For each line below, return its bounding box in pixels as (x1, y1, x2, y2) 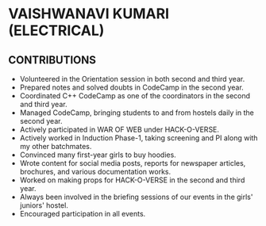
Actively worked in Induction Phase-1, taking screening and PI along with (19, 133, 258, 143)
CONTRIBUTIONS (8, 53, 97, 67)
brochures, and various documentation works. (19, 167, 172, 176)
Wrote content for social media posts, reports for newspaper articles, (19, 159, 246, 167)
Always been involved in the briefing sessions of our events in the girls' (19, 192, 253, 201)
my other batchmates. (19, 142, 92, 151)
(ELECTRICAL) (8, 21, 105, 40)
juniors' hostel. (19, 201, 69, 210)
